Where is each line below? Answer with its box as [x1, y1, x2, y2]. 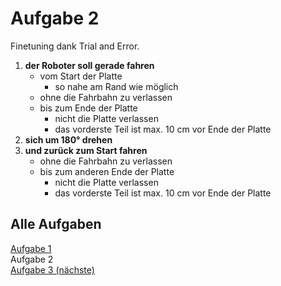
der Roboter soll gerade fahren [24, 59, 155, 71]
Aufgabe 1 [10, 242, 52, 254]
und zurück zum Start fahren [24, 144, 148, 156]
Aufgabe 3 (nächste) [10, 263, 95, 276]
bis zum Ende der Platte [39, 102, 138, 114]
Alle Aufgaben [10, 216, 102, 233]
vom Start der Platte [39, 70, 123, 82]
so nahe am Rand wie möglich [54, 80, 179, 92]
